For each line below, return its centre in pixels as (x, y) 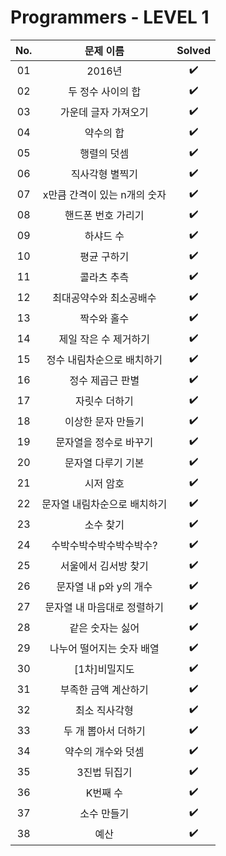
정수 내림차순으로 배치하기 (104, 360)
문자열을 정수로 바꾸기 (104, 443)
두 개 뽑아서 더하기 (104, 731)
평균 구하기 (104, 257)
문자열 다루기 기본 (104, 463)
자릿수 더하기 (104, 401)
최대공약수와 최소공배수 (104, 298)
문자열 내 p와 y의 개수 (104, 587)
